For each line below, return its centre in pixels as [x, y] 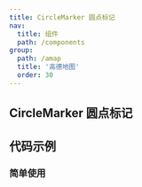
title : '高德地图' [48, 67]
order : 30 [35, 75]
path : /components [51, 42]
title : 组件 [38, 34]
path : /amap [39, 58]
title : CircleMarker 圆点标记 [62, 17]
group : [21, 51]
